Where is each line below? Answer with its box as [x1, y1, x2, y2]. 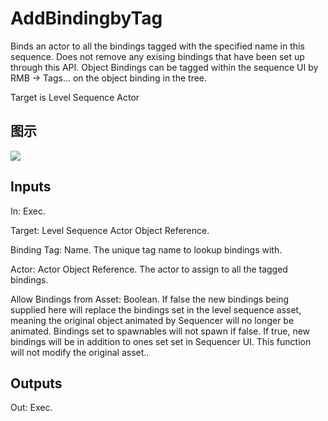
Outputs [10, 375, 63, 392]
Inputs [10, 178, 52, 196]
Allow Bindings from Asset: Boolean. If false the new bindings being [10, 293, 290, 305]
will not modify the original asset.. [10, 346, 150, 358]
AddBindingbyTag [10, 7, 163, 30]
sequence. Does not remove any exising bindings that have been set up [10, 50, 305, 62]
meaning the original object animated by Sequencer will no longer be [10, 314, 295, 326]
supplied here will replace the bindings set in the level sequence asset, [10, 303, 302, 316]
